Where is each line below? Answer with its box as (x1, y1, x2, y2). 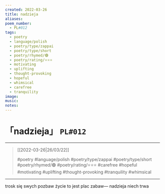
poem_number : (5, 21, 32, 26)
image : (5, 94, 19, 99)
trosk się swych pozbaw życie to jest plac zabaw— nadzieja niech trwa (5, 183, 149, 189)
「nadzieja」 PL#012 (5, 126, 87, 137)
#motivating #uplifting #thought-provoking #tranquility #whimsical (17, 169, 152, 175)
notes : (5, 103, 19, 108)
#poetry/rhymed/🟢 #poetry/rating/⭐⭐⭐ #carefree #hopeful (17, 162, 137, 167)
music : (5, 99, 19, 104)
